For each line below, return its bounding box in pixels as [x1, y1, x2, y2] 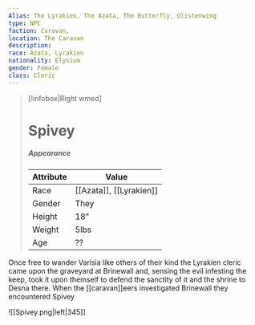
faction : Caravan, [8, 26, 70, 35]
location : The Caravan [8, 34, 84, 43]
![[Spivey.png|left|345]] [8, 307, 86, 317]
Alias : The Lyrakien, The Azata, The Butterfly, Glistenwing [8, 11, 217, 20]
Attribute [31, 171, 68, 182]
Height [31, 210, 58, 221]
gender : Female [8, 64, 59, 72]
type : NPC [8, 19, 42, 27]
